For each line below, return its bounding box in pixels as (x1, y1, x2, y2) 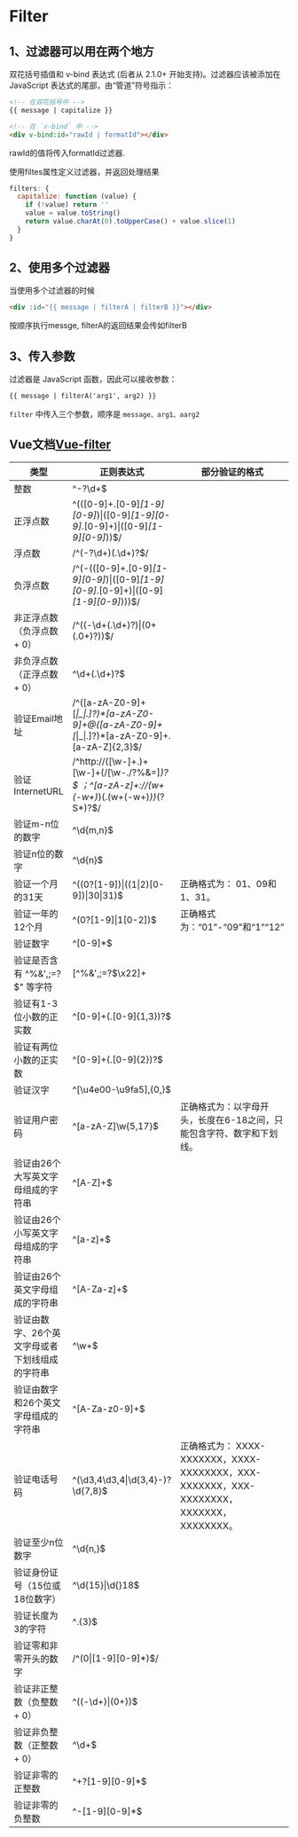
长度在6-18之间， (198, 1113, 275, 1126)
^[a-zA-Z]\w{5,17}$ (72, 1119, 159, 1132)
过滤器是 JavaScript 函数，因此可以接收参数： (9, 374, 177, 385)
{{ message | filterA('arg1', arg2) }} (9, 392, 157, 401)
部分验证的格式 (200, 466, 264, 478)
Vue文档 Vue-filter (9, 437, 112, 452)
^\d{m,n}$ (72, 823, 114, 836)
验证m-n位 (13, 818, 59, 830)
